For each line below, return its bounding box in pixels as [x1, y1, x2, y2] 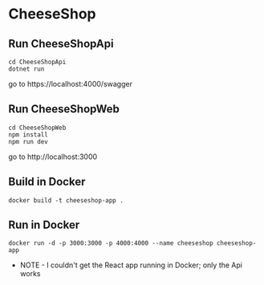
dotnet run [8, 65, 45, 73]
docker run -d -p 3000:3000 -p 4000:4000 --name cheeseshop [8, 239, 214, 247]
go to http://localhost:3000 [8, 152, 98, 161]
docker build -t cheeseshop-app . [8, 196, 124, 205]
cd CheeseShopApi [8, 58, 67, 66]
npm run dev [8, 137, 48, 145]
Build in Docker [8, 175, 86, 189]
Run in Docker [8, 218, 80, 232]
